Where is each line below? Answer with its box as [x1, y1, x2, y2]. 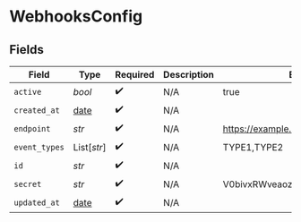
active [13, 87, 42, 97]
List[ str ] [73, 141, 107, 153]
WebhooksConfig [9, 6, 143, 27]
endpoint [13, 124, 51, 133]
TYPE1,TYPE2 [222, 141, 284, 153]
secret [13, 179, 42, 189]
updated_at [13, 197, 60, 208]
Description [162, 69, 215, 81]
